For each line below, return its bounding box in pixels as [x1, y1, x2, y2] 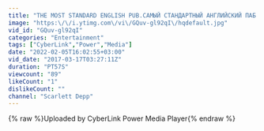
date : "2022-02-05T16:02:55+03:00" [8, 48, 126, 56]
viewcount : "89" [8, 70, 62, 78]
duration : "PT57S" [8, 63, 69, 71]
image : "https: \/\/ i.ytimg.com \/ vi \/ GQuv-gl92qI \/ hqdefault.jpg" [8, 19, 228, 27]
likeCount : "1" [8, 77, 58, 85]
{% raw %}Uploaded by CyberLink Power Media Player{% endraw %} [8, 114, 236, 123]
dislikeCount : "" [8, 84, 66, 93]
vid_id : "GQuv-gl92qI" [8, 26, 83, 34]
